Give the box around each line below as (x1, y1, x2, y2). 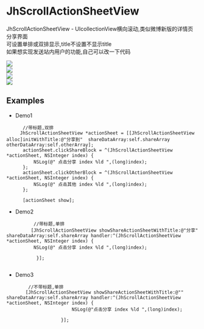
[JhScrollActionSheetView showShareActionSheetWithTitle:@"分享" (30, 227, 199, 234)
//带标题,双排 (22, 125, 54, 131)
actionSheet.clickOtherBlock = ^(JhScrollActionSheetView (22, 169, 173, 176)
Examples (6, 95, 44, 106)
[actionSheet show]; (22, 197, 75, 203)
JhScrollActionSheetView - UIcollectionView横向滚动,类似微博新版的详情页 (6, 25, 194, 32)
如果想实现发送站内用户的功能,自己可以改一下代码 (6, 47, 131, 55)
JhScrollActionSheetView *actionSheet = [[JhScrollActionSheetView (19, 130, 195, 136)
